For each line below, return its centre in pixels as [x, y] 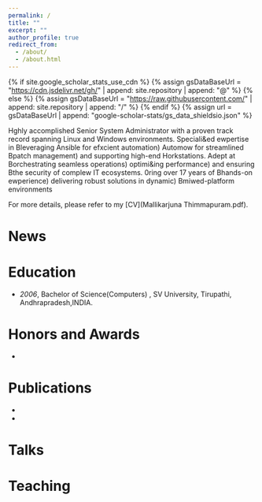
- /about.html [38, 60]
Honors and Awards [74, 335]
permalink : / [30, 15]
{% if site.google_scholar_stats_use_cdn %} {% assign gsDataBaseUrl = [125, 82]
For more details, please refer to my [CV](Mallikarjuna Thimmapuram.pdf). [128, 204]
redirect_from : [33, 45]
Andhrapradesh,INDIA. [56, 303]
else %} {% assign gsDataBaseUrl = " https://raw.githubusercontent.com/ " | [130, 99]
